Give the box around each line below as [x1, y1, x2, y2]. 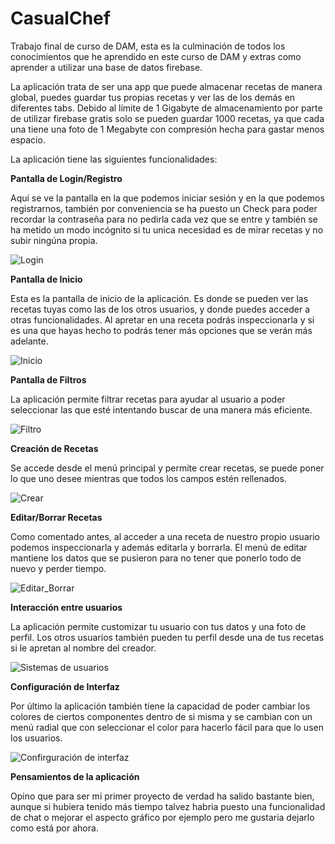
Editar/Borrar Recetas [10, 511, 103, 523]
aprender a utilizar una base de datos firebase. [10, 61, 203, 73]
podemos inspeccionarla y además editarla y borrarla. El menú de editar [10, 541, 308, 553]
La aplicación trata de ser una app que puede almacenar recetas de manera [10, 80, 323, 92]
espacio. [10, 133, 46, 146]
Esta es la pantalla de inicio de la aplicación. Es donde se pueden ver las [10, 292, 309, 304]
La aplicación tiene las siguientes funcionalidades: [10, 153, 218, 165]
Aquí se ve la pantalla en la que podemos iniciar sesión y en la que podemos [10, 192, 325, 204]
